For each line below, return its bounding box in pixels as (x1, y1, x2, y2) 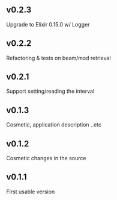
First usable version (6, 188, 55, 195)
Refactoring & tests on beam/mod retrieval (6, 54, 111, 61)
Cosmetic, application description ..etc (6, 121, 102, 128)
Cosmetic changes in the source (6, 155, 86, 162)
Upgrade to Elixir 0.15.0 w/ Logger (6, 20, 90, 28)
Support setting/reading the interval (6, 87, 95, 95)
